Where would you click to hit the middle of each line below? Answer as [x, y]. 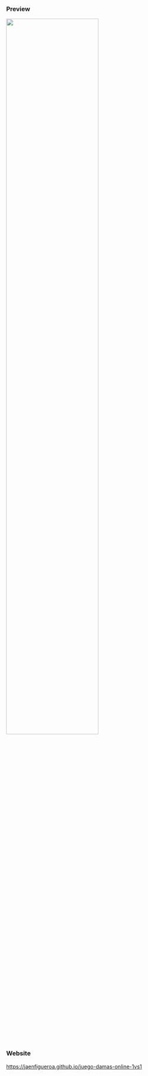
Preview [18, 9]
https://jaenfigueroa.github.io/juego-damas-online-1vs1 [74, 1066]
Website [18, 1053]
